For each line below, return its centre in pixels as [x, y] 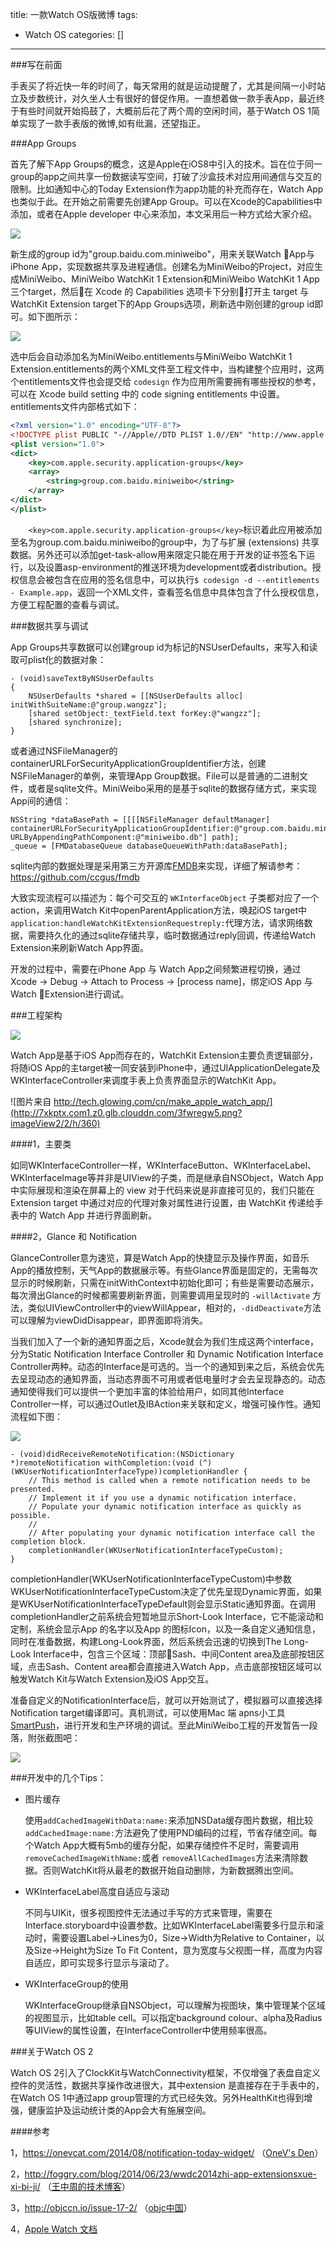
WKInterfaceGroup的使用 [76, 1984]
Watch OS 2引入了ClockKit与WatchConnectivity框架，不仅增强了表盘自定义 [165, 2072]
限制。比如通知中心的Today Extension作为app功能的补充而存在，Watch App [167, 189]
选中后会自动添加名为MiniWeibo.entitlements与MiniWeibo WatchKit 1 [151, 356]
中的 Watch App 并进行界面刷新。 [88, 1215]
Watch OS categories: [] [74, 34]
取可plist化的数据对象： [58, 659]
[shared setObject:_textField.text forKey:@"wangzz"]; [145, 713]
